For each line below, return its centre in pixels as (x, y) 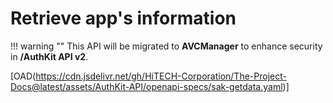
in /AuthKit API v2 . (49, 56)
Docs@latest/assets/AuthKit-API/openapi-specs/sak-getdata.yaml (146, 86)
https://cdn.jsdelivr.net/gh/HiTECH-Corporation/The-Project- (161, 76)
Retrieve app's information (123, 18)
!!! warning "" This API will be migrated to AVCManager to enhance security (166, 46)
